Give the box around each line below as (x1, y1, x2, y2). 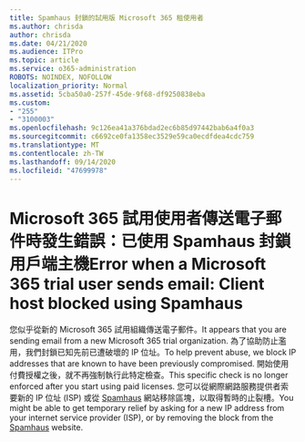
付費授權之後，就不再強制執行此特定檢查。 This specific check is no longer (9, 370, 289, 381)
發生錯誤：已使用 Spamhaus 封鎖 (41, 231, 291, 252)
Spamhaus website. (9, 422, 84, 433)
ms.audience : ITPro (9, 47, 84, 57)
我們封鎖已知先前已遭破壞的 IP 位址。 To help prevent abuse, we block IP (25, 347, 297, 358)
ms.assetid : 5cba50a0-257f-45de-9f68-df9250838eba (9, 89, 206, 98)
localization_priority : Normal (9, 81, 128, 90)
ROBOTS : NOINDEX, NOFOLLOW (9, 73, 112, 82)
